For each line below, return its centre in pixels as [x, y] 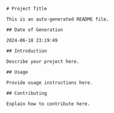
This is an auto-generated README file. [58, 19]
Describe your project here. [43, 62]
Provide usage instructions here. [50, 83]
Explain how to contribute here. [48, 104]
